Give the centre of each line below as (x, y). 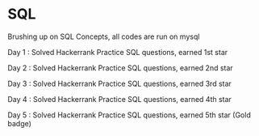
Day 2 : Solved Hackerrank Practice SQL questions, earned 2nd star (120, 68)
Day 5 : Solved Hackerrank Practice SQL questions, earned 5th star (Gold (129, 115)
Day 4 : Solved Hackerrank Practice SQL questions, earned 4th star (119, 99)
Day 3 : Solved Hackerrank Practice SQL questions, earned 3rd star (119, 83)
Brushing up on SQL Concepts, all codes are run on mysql (104, 36)
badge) (19, 123)
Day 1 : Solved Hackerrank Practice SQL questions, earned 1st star (118, 52)
